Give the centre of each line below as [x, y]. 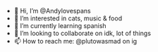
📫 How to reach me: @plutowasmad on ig [75, 41]
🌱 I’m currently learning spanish [60, 26]
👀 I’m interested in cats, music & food [68, 18]
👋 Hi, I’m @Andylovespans [52, 11]
